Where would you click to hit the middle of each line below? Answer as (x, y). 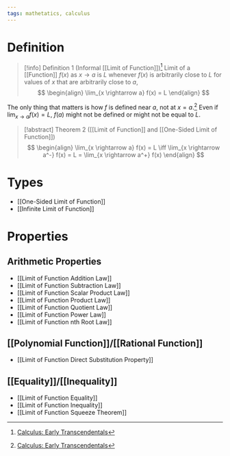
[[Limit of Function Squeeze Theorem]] (72, 413)
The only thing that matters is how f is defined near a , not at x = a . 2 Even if (113, 107)
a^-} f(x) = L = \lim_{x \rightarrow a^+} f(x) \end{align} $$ (124, 154)
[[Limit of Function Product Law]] (64, 300)
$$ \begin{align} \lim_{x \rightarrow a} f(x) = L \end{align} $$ (124, 93)
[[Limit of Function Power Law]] (61, 314)
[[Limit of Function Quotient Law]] (65, 307)
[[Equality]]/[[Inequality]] (62, 381)
